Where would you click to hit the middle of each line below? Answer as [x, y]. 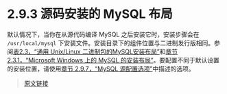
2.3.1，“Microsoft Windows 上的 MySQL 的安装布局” [80, 60]
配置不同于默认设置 [192, 60]
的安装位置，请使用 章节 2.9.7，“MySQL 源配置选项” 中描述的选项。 [101, 69]
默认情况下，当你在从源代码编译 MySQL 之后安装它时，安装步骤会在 [104, 34]
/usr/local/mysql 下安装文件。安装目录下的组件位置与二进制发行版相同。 [111, 43]
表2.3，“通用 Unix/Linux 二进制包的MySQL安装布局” [86, 51]
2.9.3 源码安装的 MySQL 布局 [90, 14]
